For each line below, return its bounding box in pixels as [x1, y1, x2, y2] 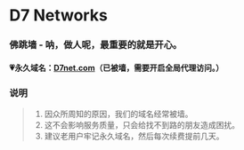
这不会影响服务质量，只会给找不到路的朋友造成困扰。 [44, 120, 240, 130]
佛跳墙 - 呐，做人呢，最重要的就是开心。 [9, 39, 183, 51]
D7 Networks [9, 5, 109, 26]
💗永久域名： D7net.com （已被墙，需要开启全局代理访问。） [9, 62, 224, 73]
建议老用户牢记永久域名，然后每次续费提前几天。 [44, 130, 224, 141]
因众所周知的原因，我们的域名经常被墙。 [44, 108, 193, 119]
